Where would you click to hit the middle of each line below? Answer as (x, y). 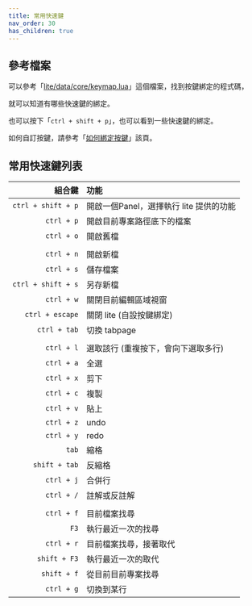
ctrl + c (62, 393)
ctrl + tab (58, 330)
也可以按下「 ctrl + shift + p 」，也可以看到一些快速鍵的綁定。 (113, 121)
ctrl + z (62, 422)
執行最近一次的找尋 (122, 529)
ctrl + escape (52, 314)
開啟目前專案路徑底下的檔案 (138, 221)
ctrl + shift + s (45, 284)
